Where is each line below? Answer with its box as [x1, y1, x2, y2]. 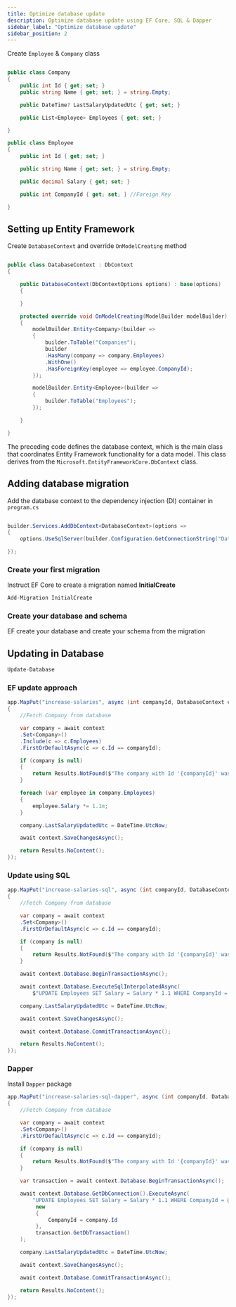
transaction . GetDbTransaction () [35, 1229, 131, 1237]
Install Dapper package [7, 1079, 72, 1089]
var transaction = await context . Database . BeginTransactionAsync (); [20, 1177, 225, 1184]
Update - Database [7, 667, 55, 674]
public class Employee [7, 140, 74, 147]
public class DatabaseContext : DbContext [7, 261, 133, 268]
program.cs [7, 504, 39, 511]
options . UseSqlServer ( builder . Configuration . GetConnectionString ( [20, 535, 218, 543]
